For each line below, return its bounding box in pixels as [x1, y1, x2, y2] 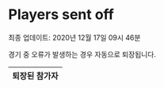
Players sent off [8, 6, 115, 24]
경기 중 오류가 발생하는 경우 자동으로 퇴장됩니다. [8, 49, 157, 59]
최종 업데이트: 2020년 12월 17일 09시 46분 [8, 33, 141, 42]
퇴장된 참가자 [12, 70, 59, 81]
